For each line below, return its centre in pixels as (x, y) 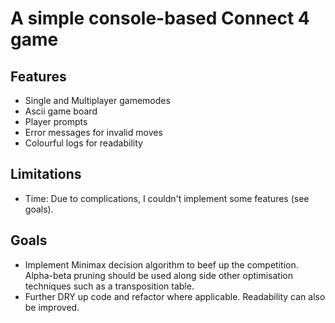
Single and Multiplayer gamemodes (97, 100)
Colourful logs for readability (83, 143)
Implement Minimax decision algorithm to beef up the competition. (161, 264)
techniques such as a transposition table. (109, 286)
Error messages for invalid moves (93, 132)
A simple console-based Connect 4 (160, 18)
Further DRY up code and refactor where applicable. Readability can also (175, 296)
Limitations (46, 174)
